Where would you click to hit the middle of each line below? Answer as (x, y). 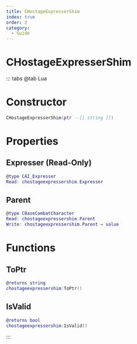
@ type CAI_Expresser (31, 176)
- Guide (21, 33)
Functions (31, 248)
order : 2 (17, 22)
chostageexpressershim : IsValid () (47, 326)
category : (18, 28)
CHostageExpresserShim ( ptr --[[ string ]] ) (60, 118)
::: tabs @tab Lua (27, 79)
